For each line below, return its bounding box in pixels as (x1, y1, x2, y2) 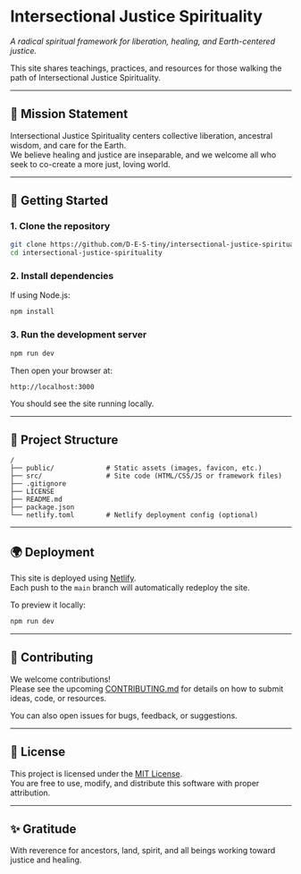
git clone (10, 240, 47, 250)
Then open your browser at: (10, 365, 113, 376)
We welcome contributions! (10, 674, 111, 684)
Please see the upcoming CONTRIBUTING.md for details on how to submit (10, 683, 284, 694)
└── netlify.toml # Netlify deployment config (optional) (10, 511, 258, 520)
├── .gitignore (10, 479, 67, 488)
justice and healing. (10, 854, 82, 865)
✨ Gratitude (10, 821, 77, 837)
